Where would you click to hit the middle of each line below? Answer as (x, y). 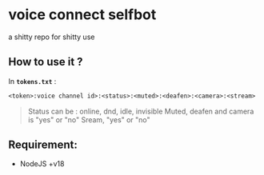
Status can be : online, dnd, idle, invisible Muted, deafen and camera (141, 111)
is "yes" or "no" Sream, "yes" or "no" (89, 119)
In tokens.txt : (32, 81)
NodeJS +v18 (42, 164)
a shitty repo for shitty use (52, 37)
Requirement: (43, 145)
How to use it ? (46, 62)
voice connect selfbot (82, 15)
